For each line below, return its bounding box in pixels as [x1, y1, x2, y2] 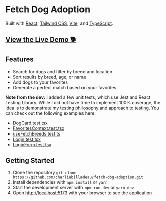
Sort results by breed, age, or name [12, 74, 87, 80]
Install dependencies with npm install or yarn [12, 179, 108, 185]
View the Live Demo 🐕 [5, 35, 77, 44]
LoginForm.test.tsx [12, 142, 52, 148]
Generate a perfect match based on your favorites [12, 85, 117, 91]
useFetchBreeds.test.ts [12, 131, 61, 137]
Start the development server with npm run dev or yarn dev [12, 184, 134, 190]
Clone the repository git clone [12, 169, 77, 175]
